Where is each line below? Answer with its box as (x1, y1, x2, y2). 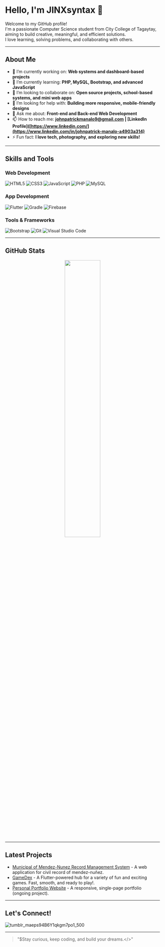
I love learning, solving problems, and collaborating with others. (5, 37, 134, 42)
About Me (5, 55, 36, 64)
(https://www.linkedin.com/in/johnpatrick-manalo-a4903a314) (12, 128, 145, 134)
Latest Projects (5, 851, 53, 859)
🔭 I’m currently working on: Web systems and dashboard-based (12, 69, 144, 75)
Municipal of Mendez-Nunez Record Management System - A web (12, 864, 147, 870)
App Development (5, 193, 49, 200)
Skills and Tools (5, 155, 54, 163)
